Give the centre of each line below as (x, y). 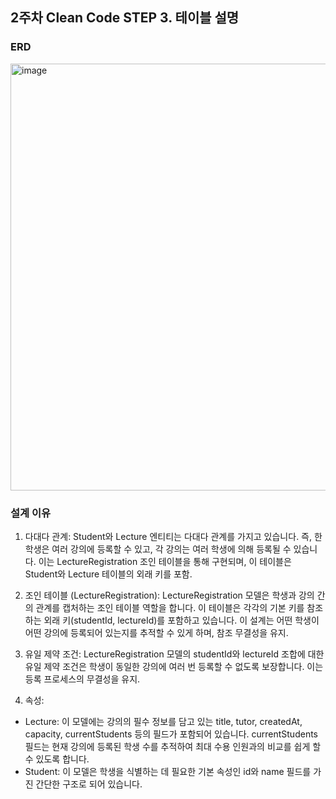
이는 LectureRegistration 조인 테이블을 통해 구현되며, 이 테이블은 (165, 561)
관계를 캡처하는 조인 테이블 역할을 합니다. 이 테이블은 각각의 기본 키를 (170, 607)
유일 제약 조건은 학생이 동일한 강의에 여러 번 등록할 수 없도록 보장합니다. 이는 (174, 666)
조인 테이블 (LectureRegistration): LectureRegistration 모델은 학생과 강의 (169, 595)
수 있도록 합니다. (57, 759)
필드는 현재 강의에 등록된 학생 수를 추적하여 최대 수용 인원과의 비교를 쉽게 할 (173, 746)
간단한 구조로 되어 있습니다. (89, 784)
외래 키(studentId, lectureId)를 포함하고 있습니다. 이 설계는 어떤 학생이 (181, 620)
